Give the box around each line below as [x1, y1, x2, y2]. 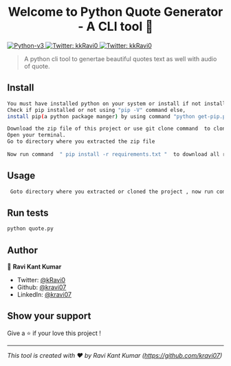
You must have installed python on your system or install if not [7, 100, 201, 107]
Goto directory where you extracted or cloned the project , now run [10, 188, 214, 195]
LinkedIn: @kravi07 [16, 290, 72, 299]
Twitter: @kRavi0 [16, 275, 66, 284]
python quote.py [7, 225, 54, 232]
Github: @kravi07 [16, 283, 67, 291]
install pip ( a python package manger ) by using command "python [7, 113, 195, 120]
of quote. [23, 62, 50, 70]
